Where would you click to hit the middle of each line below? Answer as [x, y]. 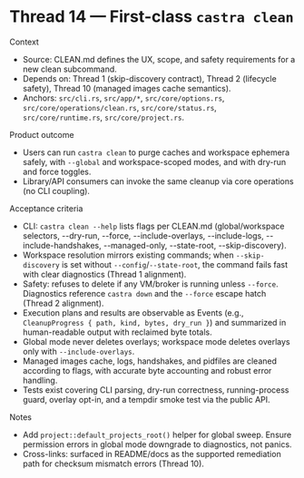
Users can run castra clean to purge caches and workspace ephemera [156, 152]
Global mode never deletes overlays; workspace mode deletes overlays [156, 341]
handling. [40, 380]
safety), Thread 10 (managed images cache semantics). [127, 88]
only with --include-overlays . [78, 351]
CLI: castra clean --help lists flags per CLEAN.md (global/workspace [153, 226]
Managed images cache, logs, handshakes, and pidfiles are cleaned [150, 361]
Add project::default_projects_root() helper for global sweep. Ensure [157, 434]
